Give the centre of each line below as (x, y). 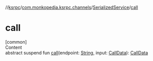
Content (14, 47)
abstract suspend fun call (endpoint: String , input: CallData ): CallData (77, 52)
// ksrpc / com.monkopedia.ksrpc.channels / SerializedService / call (72, 7)
